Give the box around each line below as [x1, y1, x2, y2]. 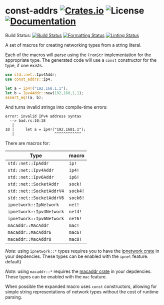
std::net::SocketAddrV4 [7, 188, 64, 194]
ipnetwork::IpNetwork [7, 202, 59, 208]
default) [5, 259, 21, 265]
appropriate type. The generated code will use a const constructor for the [5, 57, 157, 63]
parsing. [5, 294, 22, 300]
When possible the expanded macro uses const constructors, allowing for [5, 283, 157, 289]
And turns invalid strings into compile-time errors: [5, 104, 107, 110]
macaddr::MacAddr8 [7, 236, 51, 242]
